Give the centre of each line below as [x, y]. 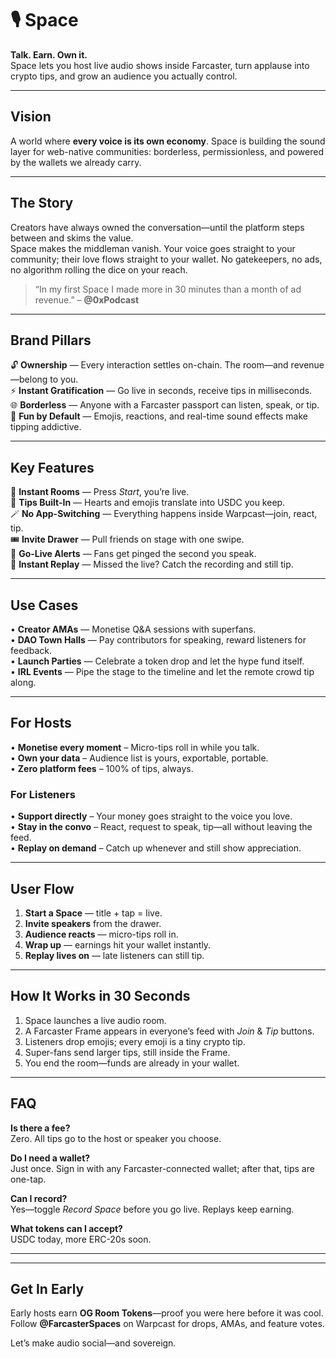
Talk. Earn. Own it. [49, 54]
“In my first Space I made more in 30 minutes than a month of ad [168, 289]
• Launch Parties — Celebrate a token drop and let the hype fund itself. [157, 661]
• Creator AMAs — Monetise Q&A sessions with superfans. [133, 629]
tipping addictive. [46, 427]
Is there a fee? [40, 1128]
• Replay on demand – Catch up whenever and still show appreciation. [156, 848]
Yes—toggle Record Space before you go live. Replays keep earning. [152, 1209]
